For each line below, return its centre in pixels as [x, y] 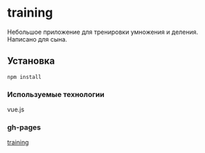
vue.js [16, 109]
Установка [31, 61]
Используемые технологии [56, 94]
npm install [24, 77]
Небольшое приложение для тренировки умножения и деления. [103, 32]
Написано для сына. [37, 39]
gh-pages [24, 127]
